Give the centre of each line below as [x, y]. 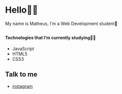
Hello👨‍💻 [22, 10]
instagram [22, 86]
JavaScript [23, 48]
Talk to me [21, 75]
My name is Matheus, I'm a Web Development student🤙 [61, 23]
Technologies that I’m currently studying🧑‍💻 [50, 38]
